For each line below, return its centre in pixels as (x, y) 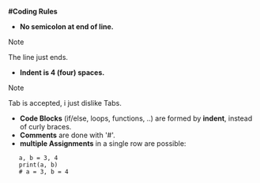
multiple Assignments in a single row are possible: (103, 144)
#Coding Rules (33, 11)
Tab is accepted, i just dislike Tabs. (65, 103)
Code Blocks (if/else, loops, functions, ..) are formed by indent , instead (136, 118)
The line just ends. (38, 57)
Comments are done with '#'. (68, 135)
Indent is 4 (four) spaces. (62, 73)
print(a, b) (38, 165)
